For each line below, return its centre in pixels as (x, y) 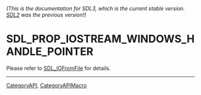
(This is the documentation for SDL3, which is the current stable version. (96, 8)
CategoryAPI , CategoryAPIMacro (46, 85)
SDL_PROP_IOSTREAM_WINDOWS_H (100, 39)
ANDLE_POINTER (50, 51)
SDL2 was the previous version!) (46, 14)
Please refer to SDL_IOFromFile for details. (58, 68)
